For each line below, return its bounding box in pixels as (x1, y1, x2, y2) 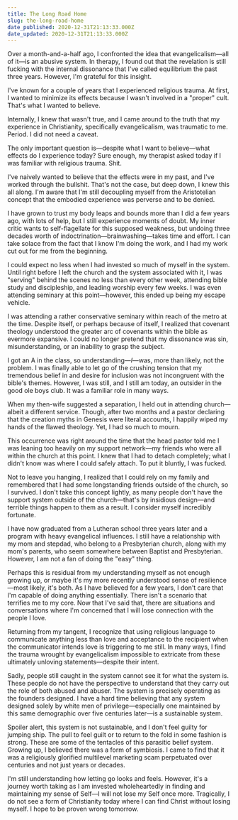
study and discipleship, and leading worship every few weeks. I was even (7, 284, 222, 292)
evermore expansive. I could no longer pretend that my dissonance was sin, (7, 335, 229, 343)
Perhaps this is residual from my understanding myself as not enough (7, 568, 210, 577)
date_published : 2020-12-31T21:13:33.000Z (7, 23, 135, 31)
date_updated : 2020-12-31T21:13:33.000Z (7, 30, 129, 38)
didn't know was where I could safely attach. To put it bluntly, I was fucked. (7, 459, 227, 468)
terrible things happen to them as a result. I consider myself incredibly (7, 503, 212, 512)
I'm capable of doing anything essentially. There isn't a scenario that (7, 591, 208, 600)
